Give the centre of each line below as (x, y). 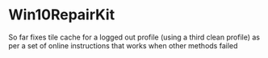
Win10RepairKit (62, 15)
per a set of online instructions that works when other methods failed (123, 45)
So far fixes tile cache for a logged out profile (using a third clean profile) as (134, 37)
